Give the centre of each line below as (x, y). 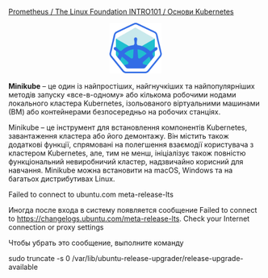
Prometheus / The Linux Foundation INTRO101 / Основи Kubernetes (121, 12)
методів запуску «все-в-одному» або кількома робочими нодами (122, 95)
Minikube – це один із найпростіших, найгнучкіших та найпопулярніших (132, 86)
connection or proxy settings (56, 227)
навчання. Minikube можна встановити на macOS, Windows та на (120, 170)
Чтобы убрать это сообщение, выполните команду (96, 243)
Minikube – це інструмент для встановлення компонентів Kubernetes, (128, 127)
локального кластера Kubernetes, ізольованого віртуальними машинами (134, 103)
